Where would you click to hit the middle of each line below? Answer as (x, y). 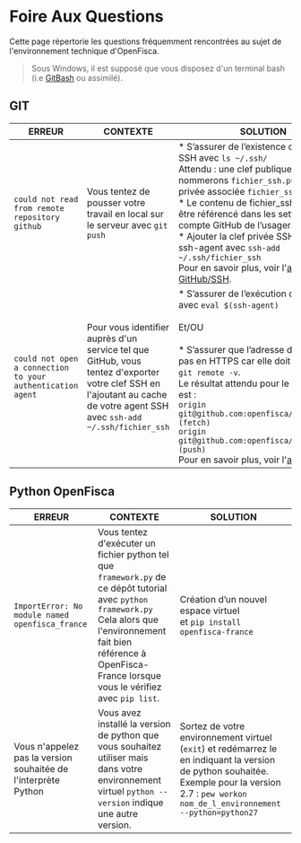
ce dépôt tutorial (133, 588)
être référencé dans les (227, 214)
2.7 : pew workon (214, 794)
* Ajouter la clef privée (226, 236)
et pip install (211, 621)
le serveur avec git (127, 224)
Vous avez (120, 713)
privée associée (211, 191)
